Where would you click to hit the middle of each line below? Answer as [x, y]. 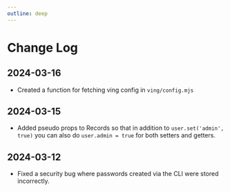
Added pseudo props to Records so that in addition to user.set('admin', [121, 128]
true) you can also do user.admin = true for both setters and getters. [116, 135]
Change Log [42, 47]
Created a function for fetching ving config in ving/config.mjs [105, 90]
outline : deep [28, 13]
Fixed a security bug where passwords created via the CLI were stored [118, 174]
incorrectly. [33, 181]
